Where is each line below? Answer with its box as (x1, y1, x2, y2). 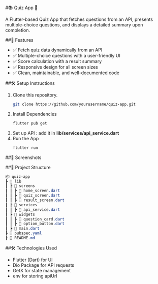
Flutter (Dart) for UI (12, 257, 53, 263)
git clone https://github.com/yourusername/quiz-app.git (12, 102, 136, 107)
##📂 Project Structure (5, 164, 51, 170)
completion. (5, 27, 30, 33)
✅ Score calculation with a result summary (12, 58, 102, 64)
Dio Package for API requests (12, 262, 75, 268)
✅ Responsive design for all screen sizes (12, 64, 98, 70)
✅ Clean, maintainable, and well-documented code (12, 70, 119, 76)
